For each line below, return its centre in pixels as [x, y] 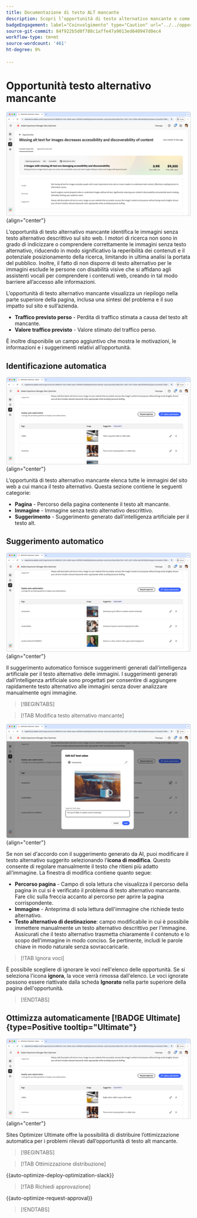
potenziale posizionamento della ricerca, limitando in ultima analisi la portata [98, 257]
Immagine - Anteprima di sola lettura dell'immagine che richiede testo [99, 909]
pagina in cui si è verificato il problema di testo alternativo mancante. [98, 890]
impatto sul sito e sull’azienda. [43, 306]
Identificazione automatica [56, 366]
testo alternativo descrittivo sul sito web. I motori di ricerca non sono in [92, 238]
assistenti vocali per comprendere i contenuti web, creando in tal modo [92, 276]
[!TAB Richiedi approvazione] [55, 1186]
